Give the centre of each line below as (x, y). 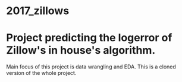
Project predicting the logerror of (89, 38)
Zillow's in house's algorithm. (81, 50)
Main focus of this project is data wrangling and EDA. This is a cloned (91, 67)
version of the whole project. (41, 73)
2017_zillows (38, 11)
